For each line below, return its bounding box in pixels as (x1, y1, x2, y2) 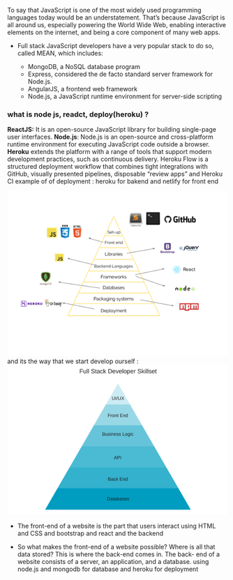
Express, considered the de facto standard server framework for (27, 70, 213, 78)
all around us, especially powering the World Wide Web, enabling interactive (7, 21, 227, 29)
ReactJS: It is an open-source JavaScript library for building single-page (7, 125, 216, 134)
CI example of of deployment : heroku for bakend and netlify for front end (7, 177, 218, 185)
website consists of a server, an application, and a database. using (17, 557, 209, 565)
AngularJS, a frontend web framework (27, 85, 138, 93)
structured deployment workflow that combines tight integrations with (7, 162, 208, 171)
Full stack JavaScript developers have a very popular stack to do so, (17, 42, 214, 49)
